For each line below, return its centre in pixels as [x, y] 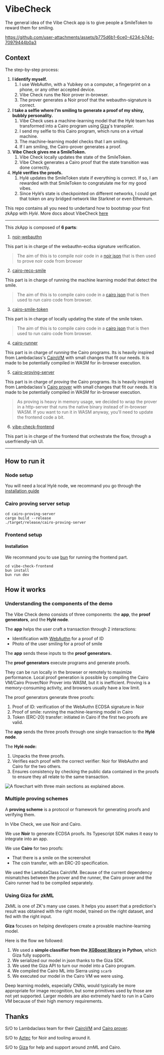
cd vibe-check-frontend [29, 566]
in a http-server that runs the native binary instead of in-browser [82, 406]
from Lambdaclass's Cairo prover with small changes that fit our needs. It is [81, 387]
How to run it [25, 461]
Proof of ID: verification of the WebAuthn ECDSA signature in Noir [78, 707]
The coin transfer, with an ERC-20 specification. [60, 863]
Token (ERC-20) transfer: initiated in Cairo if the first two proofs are [80, 717]
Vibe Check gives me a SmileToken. [49, 152]
